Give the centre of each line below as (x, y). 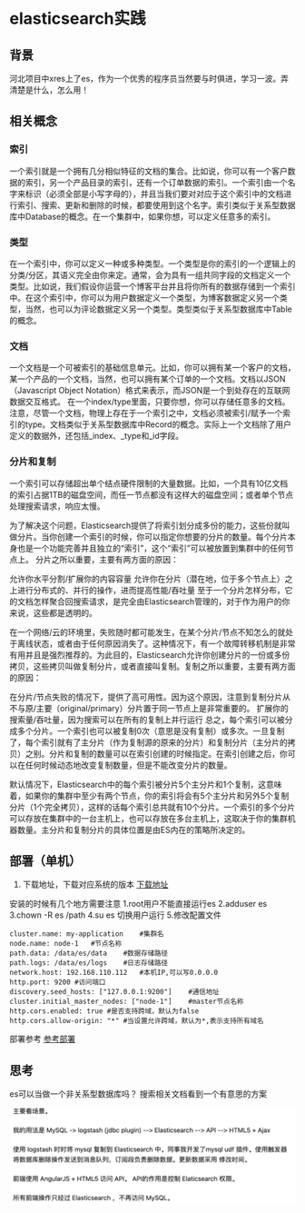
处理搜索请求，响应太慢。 (57, 506)
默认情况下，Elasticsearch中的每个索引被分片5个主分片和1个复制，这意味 (146, 784)
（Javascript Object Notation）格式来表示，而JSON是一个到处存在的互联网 (150, 391)
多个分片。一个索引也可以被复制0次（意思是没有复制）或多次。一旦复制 (151, 731)
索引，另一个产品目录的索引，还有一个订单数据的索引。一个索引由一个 (156, 182)
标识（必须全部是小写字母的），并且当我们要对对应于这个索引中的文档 (154, 194)
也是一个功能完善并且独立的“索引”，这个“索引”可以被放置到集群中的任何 (151, 548)
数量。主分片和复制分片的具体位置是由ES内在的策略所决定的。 (133, 830)
